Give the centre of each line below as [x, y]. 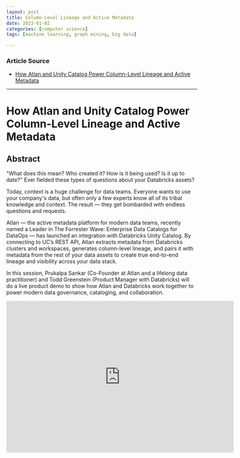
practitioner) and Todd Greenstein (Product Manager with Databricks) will [98, 280]
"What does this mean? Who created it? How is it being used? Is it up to [95, 173]
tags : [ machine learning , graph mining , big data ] [72, 35]
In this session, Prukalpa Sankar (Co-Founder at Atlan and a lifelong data [97, 273]
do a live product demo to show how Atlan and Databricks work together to [100, 286]
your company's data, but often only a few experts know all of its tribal [94, 198]
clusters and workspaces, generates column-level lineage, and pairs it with [100, 249]
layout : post [23, 12]
